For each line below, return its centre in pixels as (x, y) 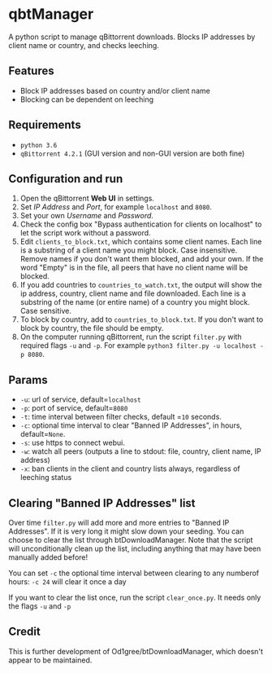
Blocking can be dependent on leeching (87, 99)
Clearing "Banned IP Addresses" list (102, 503)
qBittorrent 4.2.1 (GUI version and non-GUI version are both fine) (132, 153)
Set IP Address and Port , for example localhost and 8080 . (116, 207)
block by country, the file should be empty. (92, 328)
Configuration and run (66, 179)
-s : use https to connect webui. (73, 443)
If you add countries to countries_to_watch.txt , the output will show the (141, 285)
